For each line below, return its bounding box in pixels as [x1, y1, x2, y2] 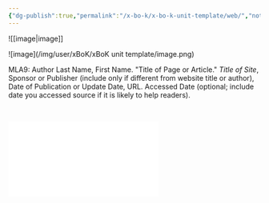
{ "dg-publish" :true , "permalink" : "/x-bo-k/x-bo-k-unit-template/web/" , [8, 11, 249, 20]
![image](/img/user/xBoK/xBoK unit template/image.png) [8, 49, 195, 58]
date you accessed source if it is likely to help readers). [8, 90, 191, 100]
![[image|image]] [8, 34, 64, 43]
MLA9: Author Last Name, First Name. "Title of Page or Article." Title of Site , [8, 65, 259, 74]
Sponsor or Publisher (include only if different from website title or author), [8, 73, 255, 82]
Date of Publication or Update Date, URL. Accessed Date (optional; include [8, 82, 255, 91]
